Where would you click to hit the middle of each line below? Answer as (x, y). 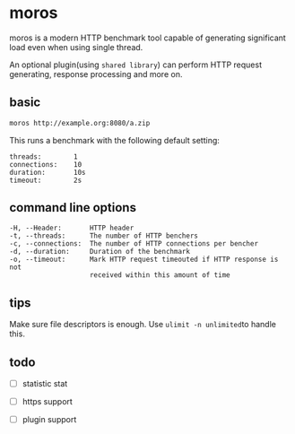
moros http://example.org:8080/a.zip (80, 123)
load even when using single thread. (76, 47)
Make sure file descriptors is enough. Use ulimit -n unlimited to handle (143, 325)
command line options (73, 208)
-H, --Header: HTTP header (72, 228)
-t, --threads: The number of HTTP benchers (104, 236)
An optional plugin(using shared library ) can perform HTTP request (136, 65)
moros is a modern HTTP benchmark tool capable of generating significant (148, 38)
